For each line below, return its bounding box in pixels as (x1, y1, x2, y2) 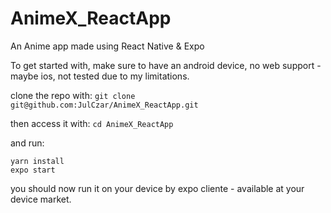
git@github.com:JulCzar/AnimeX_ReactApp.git (10, 100, 199, 110)
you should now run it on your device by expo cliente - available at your (10, 182, 305, 194)
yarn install (10, 156, 65, 166)
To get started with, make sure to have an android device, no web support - (10, 59, 322, 71)
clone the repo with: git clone (10, 89, 136, 101)
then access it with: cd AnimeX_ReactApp (10, 117, 174, 129)
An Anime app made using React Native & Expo (10, 40, 205, 52)
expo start (10, 165, 56, 175)
